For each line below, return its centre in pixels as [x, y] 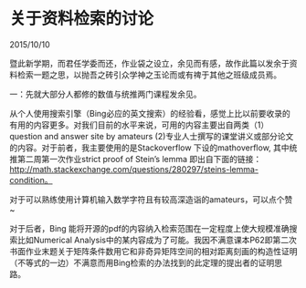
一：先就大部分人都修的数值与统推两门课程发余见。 [106, 94]
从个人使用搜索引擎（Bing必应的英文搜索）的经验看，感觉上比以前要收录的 [150, 113]
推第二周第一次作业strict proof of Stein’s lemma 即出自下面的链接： [136, 159]
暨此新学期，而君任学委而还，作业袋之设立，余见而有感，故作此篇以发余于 [149, 63]
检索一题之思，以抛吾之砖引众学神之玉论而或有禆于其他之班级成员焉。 [149, 75]
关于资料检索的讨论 [82, 19]
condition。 [31, 180]
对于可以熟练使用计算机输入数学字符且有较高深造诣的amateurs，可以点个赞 [151, 199]
